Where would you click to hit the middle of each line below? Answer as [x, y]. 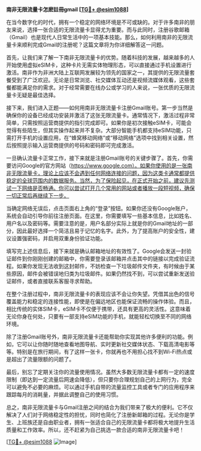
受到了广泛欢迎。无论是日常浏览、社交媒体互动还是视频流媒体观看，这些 [100, 80]
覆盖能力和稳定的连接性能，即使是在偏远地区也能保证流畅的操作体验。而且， [100, 301]
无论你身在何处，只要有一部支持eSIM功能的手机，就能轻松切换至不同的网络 [99, 316]
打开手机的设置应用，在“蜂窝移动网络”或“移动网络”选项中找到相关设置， [100, 138]
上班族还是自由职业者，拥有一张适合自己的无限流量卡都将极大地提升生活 [106, 422]
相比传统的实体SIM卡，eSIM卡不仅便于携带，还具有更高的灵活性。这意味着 [98, 309]
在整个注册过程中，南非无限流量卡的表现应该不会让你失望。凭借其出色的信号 [100, 294]
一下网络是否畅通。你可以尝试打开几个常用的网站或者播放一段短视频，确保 [103, 188]
